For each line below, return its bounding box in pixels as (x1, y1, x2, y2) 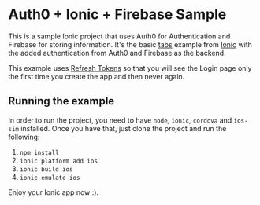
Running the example (8, 94, 115, 108)
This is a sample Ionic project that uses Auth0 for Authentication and (8, 31, 231, 41)
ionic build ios (19, 165, 73, 174)
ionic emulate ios (19, 174, 80, 181)
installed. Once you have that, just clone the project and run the (20, 123, 227, 133)
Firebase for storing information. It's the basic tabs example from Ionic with (8, 39, 252, 49)
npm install (19, 148, 59, 156)
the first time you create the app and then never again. (8, 71, 185, 81)
